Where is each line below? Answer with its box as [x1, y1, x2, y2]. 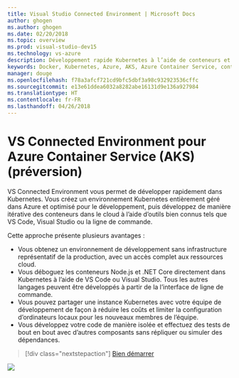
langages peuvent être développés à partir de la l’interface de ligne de [17, 282, 224, 291]
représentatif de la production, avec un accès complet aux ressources [17, 252, 223, 261]
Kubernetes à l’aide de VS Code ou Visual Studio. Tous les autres [17, 275, 208, 283]
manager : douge [7, 70, 53, 77]
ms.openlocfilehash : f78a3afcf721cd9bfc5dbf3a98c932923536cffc [7, 76, 199, 84]
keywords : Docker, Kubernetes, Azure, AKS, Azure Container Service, [7, 63, 218, 70]
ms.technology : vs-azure [7, 50, 81, 58]
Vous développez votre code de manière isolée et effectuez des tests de [17, 320, 230, 329]
